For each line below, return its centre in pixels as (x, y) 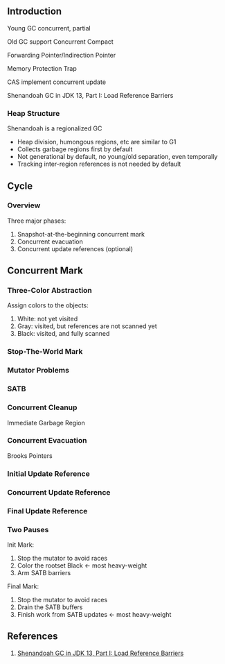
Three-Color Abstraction (49, 291)
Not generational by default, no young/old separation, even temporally (117, 157)
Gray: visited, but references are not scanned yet (87, 326)
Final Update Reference (47, 511)
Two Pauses (28, 529)
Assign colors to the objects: (48, 305)
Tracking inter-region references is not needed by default (99, 164)
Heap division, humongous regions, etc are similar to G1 (97, 142)
